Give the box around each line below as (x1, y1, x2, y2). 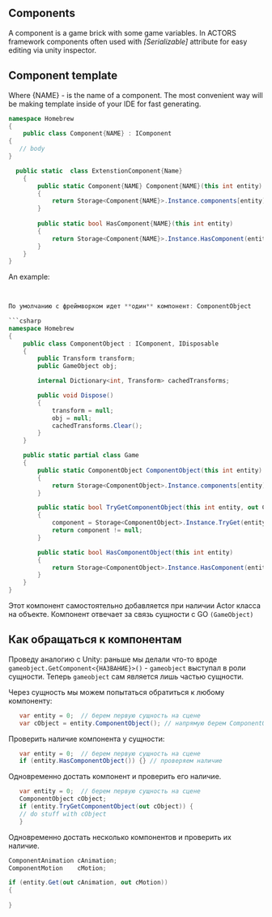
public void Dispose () (37, 392, 114, 400)
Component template (8, 69, 118, 83)
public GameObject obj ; (37, 362, 117, 371)
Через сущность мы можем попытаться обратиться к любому (8, 687, 225, 696)
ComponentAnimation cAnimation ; (8, 856, 117, 864)
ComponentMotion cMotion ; (8, 863, 107, 872)
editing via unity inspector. (8, 45, 97, 55)
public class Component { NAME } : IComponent (23, 130, 172, 138)
